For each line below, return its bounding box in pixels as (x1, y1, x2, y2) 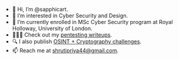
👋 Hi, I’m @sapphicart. (12, 6, 68, 13)
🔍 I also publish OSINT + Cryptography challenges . (12, 38, 142, 45)
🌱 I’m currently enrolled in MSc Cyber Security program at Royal (12, 19, 174, 25)
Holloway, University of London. (12, 25, 93, 32)
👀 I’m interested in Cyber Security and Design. (12, 12, 128, 19)
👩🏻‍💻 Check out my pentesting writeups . (12, 31, 113, 38)
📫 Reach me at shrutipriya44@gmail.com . (12, 47, 119, 54)
